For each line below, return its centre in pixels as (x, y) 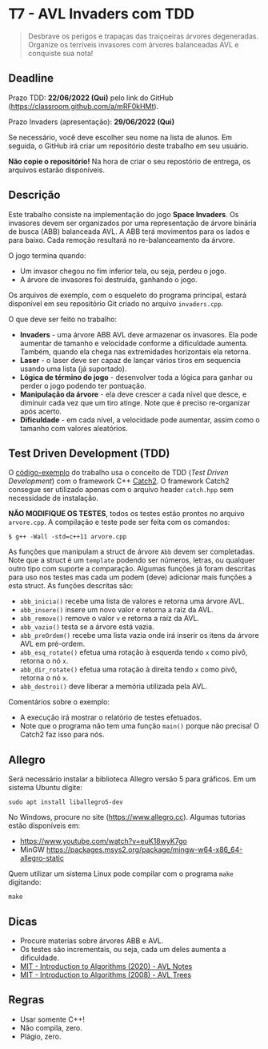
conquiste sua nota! (60, 53)
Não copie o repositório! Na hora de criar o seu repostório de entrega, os (130, 161)
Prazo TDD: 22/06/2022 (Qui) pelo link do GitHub (91, 98)
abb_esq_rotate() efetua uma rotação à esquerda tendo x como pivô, (134, 652)
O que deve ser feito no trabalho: (63, 319)
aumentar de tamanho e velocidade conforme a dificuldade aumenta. (134, 343)
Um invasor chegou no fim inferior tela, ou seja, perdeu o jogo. (123, 271)
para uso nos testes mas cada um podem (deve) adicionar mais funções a (130, 577)
